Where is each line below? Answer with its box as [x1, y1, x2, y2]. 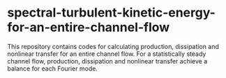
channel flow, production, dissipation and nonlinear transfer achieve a [7, 57, 208, 65]
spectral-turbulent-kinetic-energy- [7, 5, 216, 21]
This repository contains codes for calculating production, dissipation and [7, 42, 220, 50]
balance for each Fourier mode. [7, 64, 98, 72]
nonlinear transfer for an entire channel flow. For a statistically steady [7, 50, 206, 58]
